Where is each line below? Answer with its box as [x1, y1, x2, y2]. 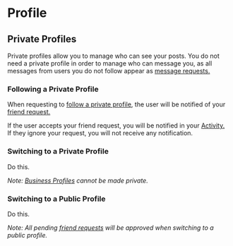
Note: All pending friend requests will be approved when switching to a [7, 223, 214, 232]
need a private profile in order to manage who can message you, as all [7, 59, 213, 68]
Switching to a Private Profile [7, 147, 109, 156]
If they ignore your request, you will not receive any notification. [7, 129, 193, 137]
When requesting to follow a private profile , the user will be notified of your [7, 100, 226, 109]
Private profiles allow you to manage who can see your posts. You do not [7, 51, 220, 60]
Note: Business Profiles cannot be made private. [7, 176, 148, 185]
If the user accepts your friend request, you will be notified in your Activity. [7, 121, 225, 130]
